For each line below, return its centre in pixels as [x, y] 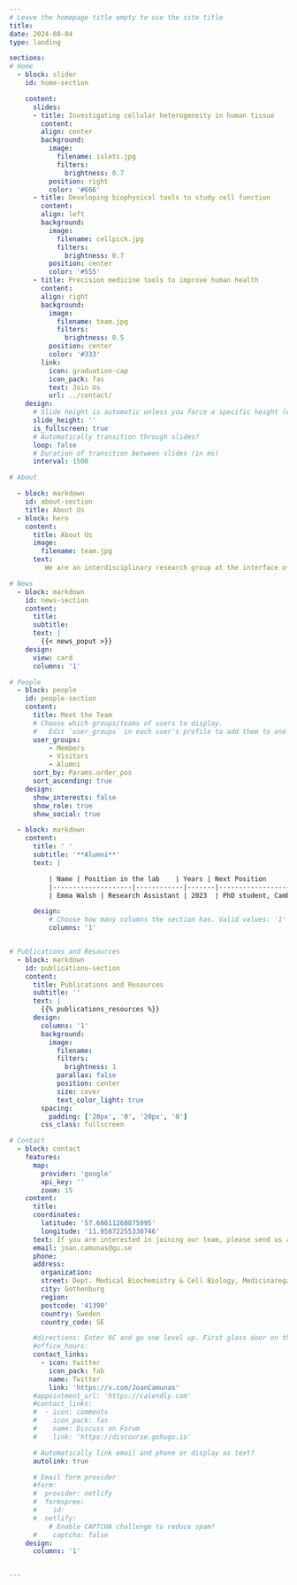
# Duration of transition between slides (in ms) [126, 453]
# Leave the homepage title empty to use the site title [116, 17]
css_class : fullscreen [83, 1125]
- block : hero [43, 518]
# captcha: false [70, 1534]
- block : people [47, 691]
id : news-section [57, 600]
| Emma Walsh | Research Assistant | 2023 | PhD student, [160, 895]
